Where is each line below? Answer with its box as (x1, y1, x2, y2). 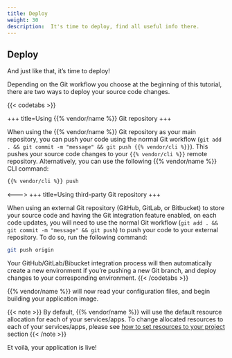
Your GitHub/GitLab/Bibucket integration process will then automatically (7, 258, 213, 267)
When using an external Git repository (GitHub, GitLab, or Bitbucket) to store (7, 204, 225, 212)
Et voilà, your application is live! (7, 343, 97, 351)
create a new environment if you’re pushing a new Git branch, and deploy (7, 266, 217, 274)
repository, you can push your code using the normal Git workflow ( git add (7, 135, 222, 144)
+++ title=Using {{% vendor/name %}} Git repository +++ (7, 115, 172, 123)
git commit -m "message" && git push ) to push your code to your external (7, 226, 219, 234)
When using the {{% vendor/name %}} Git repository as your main (7, 128, 196, 136)
